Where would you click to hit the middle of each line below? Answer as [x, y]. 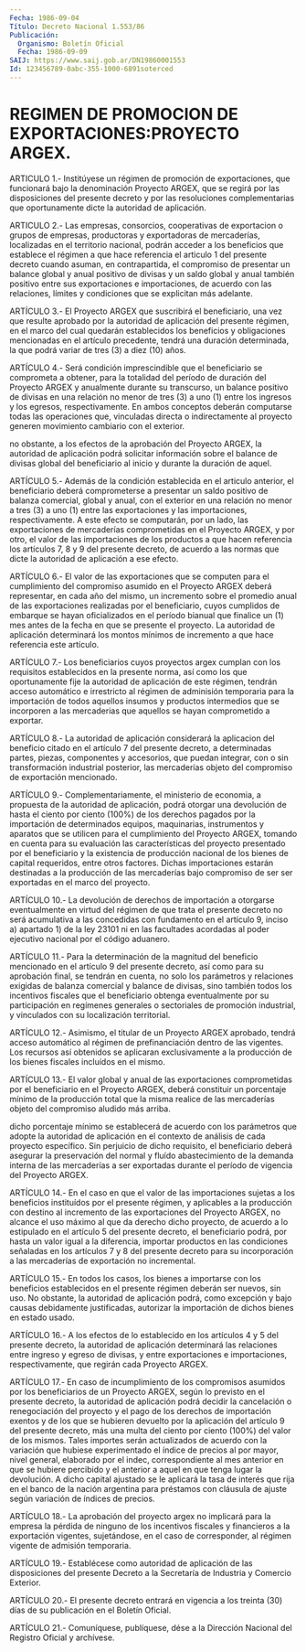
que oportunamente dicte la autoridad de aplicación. [108, 208]
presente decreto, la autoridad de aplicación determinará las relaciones [143, 1345]
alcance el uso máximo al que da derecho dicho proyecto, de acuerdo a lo [149, 1221]
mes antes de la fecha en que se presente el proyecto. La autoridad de [142, 625]
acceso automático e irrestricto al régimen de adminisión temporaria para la [152, 691]
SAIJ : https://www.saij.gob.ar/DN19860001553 [97, 60]
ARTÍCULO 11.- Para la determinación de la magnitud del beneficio [134, 956]
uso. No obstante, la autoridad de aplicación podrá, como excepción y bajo [151, 1298]
